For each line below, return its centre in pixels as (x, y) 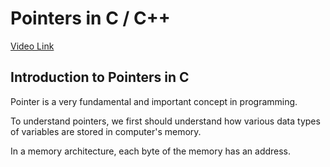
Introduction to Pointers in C (100, 77)
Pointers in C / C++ (90, 18)
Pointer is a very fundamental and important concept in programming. (154, 101)
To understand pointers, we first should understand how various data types (165, 121)
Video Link (32, 46)
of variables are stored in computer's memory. (106, 131)
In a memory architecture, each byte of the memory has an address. (151, 151)
